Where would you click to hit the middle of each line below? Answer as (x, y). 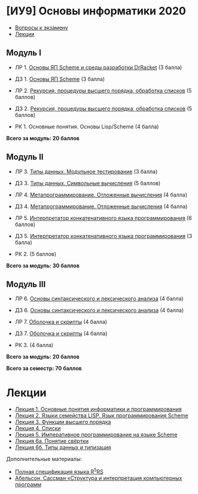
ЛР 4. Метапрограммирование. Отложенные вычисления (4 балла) (101, 195)
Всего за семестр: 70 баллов (44, 368)
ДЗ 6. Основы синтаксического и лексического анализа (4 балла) (99, 311)
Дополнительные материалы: (44, 459)
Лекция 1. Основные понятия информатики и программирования (98, 409)
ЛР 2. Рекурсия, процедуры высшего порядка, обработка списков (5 (103, 91)
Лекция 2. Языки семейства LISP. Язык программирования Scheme (101, 415)
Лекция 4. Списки (38, 428)
